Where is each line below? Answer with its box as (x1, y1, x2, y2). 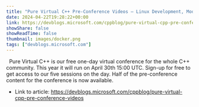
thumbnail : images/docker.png (6, 36, 81, 42)
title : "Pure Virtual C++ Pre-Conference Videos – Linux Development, (6, 8, 184, 15)
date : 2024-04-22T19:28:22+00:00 (6, 14, 89, 20)
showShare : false (6, 25, 49, 31)
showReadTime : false (6, 31, 57, 37)
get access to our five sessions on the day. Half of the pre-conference (6, 70, 178, 77)
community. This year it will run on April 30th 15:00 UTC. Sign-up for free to (6, 64, 191, 71)
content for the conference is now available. (6, 76, 114, 83)
